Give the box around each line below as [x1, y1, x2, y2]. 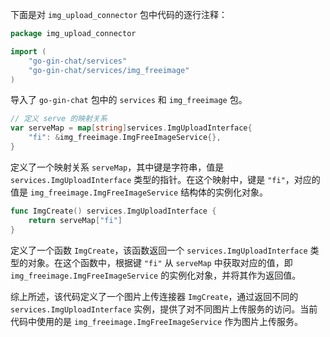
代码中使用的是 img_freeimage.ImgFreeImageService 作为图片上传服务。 [10, 315, 304, 327]
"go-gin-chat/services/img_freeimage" [28, 65, 190, 75]
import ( [10, 46, 47, 57]
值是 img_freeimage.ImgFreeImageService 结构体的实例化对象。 [10, 186, 269, 198]
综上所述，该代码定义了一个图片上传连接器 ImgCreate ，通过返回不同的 [10, 290, 299, 302]
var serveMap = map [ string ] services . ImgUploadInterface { [10, 123, 253, 133]
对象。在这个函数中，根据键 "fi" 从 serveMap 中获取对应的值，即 [27, 256, 293, 268]
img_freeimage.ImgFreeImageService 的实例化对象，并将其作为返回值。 [10, 269, 302, 281]
